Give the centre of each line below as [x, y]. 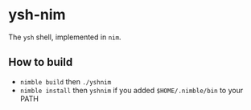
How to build [41, 62]
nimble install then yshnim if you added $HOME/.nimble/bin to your [132, 90]
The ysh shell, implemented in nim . [65, 37]
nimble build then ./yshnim [66, 81]
